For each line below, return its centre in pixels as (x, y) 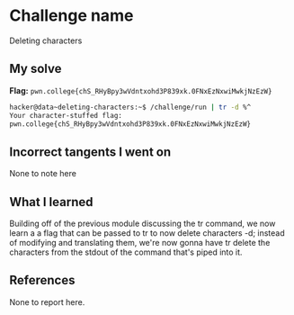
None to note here (43, 174)
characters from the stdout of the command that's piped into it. (126, 252)
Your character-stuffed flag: (66, 115)
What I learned (51, 202)
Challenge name (71, 16)
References (42, 280)
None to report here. (47, 301)
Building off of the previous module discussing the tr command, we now (143, 223)
